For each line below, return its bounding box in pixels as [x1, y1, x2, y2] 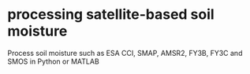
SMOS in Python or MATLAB [7, 57, 99, 66]
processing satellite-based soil [7, 6, 215, 24]
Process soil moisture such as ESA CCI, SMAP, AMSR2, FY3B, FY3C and [7, 48, 243, 57]
